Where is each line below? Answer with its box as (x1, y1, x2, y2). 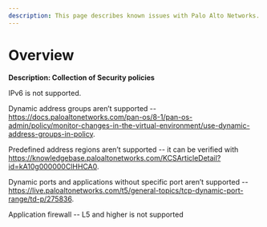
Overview (8, 46, 75, 64)
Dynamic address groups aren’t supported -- (8, 103, 156, 113)
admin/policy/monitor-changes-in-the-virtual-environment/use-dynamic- (8, 121, 250, 130)
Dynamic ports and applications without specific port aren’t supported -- (8, 177, 249, 186)
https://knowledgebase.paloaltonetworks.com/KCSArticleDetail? (8, 153, 221, 162)
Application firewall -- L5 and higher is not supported (8, 209, 184, 219)
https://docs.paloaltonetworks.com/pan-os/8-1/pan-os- (8, 112, 193, 121)
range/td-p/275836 (8, 193, 72, 204)
